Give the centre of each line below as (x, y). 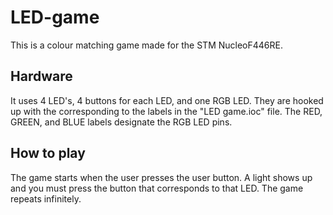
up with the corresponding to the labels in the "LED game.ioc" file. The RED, (166, 111)
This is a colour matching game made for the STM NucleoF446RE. (146, 45)
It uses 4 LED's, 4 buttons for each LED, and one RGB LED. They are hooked (167, 100)
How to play (48, 153)
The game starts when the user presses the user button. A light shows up (161, 177)
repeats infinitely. (46, 198)
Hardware (41, 76)
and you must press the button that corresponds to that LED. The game (157, 188)
